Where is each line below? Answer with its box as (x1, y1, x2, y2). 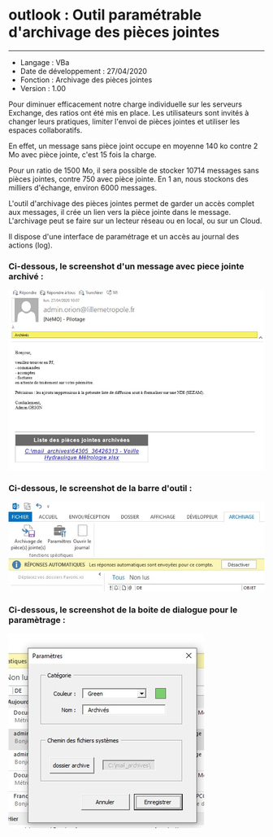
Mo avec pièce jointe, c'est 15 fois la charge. (8, 149, 157, 160)
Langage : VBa (19, 57, 70, 67)
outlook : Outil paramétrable (8, 6, 201, 24)
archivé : (8, 270, 44, 282)
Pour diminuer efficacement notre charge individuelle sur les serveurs (8, 99, 242, 109)
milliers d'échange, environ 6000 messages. (8, 182, 157, 192)
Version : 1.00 (19, 83, 67, 93)
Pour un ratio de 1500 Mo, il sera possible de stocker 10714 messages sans (8, 165, 260, 175)
